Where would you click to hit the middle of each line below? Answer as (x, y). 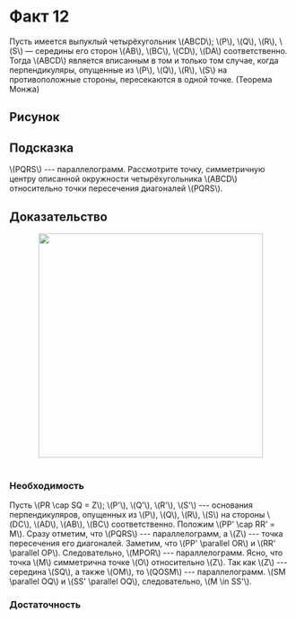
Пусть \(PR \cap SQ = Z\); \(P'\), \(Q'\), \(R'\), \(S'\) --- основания (131, 505)
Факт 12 (39, 17)
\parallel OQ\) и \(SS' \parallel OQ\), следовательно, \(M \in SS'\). (131, 581)
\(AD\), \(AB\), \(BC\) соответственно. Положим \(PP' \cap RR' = (154, 524)
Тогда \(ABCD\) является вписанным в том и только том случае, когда (144, 60)
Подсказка (42, 148)
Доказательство (58, 217)
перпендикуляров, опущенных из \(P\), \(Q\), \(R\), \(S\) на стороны (137, 515)
